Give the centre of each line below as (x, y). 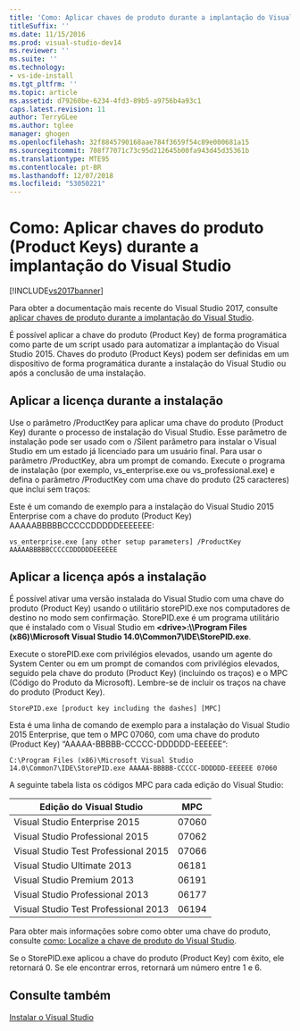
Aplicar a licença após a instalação (108, 577)
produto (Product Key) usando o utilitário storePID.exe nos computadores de (150, 608)
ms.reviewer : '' (39, 51)
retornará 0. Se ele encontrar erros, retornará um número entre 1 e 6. (136, 968)
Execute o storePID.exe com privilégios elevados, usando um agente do (141, 654)
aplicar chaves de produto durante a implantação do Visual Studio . (132, 317)
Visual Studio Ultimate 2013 (73, 866)
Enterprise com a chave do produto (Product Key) (100, 516)
